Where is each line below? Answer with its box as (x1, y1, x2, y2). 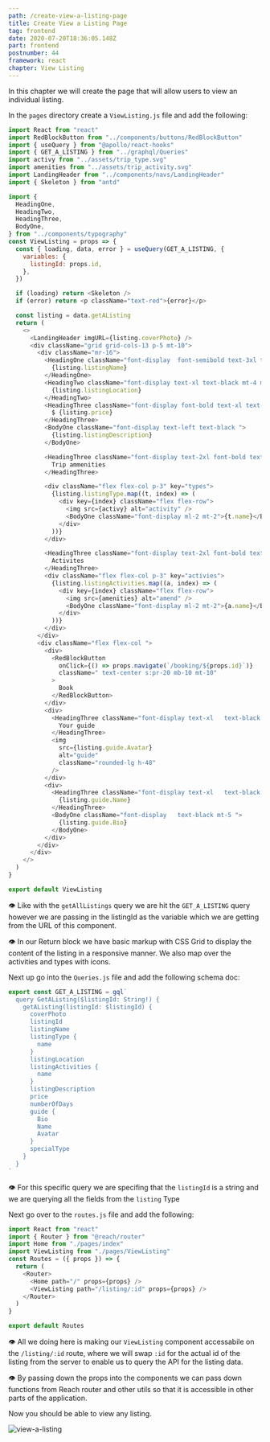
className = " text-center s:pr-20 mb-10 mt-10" (59, 669, 218, 677)
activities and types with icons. (8, 956, 111, 966)
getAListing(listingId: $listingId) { (22, 1003, 153, 1011)
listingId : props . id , (29, 260, 103, 268)
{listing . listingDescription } (51, 431, 153, 439)
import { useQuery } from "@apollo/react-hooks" (8, 141, 174, 149)
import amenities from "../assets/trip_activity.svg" (8, 163, 193, 171)
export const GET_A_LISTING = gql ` (8, 988, 128, 996)
